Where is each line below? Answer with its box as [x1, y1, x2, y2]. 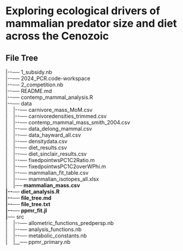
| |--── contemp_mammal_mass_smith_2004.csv [5, 119, 131, 125]
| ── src [5, 213, 24, 220]
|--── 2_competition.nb [5, 81, 64, 88]
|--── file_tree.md [5, 194, 52, 201]
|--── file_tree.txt [5, 201, 51, 208]
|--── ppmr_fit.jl [5, 207, 48, 214]
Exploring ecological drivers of [5, 4, 160, 18]
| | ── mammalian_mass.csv [5, 182, 81, 189]
